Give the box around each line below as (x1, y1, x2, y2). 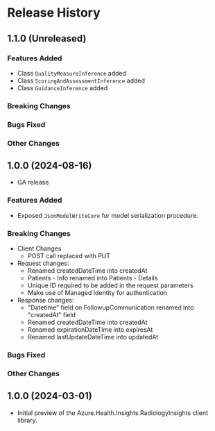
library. (17, 416, 38, 424)
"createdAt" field (27, 311, 76, 319)
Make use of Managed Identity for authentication (27, 289, 168, 297)
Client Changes (17, 244, 62, 253)
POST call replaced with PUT (27, 252, 111, 260)
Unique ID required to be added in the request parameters (27, 281, 193, 289)
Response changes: (17, 296, 74, 305)
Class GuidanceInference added (17, 83, 108, 92)
